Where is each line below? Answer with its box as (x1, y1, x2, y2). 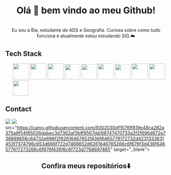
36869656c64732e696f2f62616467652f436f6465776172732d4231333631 (5, 135, 164, 141)
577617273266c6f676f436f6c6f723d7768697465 (5, 146, 111, 152)
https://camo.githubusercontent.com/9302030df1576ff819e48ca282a (17, 124, 165, 130)
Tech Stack (5, 50, 42, 58)
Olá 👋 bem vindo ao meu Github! (16, 5, 156, 16)
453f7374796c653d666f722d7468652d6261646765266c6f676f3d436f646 (5, 141, 165, 147)
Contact (5, 105, 32, 114)
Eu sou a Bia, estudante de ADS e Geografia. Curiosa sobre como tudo (11, 27, 161, 33)
